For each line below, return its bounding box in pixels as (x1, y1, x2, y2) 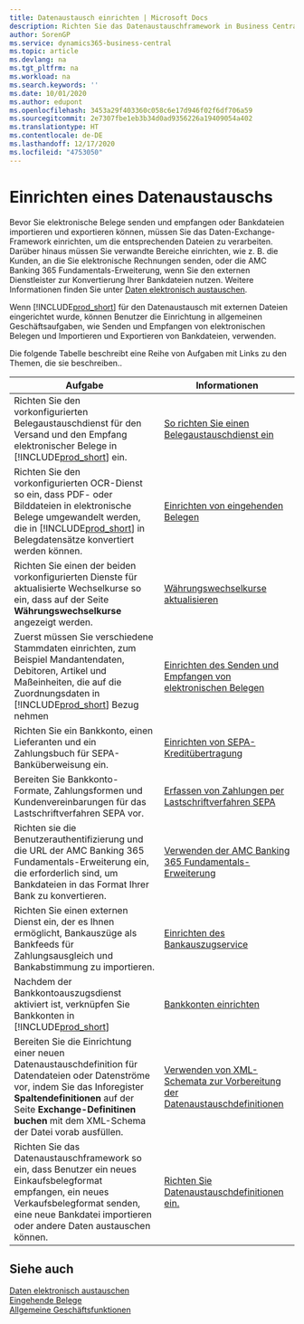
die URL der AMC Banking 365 (14, 844, 145, 856)
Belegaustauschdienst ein (164, 428, 274, 440)
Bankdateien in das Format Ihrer (14, 878, 149, 891)
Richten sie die (14, 821, 77, 834)
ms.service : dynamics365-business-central (9, 38, 172, 48)
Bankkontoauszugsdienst (14, 987, 122, 999)
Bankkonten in (14, 1009, 75, 1022)
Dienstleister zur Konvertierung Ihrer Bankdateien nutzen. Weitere (9, 274, 254, 285)
